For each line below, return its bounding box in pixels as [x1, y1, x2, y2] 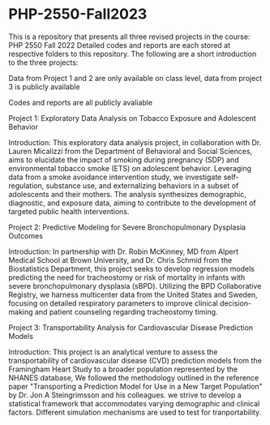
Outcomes [8, 230, 43, 240]
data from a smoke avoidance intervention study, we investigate [8, 172, 222, 182]
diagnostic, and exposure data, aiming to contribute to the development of [8, 198, 257, 208]
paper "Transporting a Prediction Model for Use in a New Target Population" [8, 381, 264, 391]
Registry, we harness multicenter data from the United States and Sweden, [8, 290, 258, 299]
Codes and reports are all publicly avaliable [8, 97, 152, 107]
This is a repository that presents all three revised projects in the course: [8, 32, 251, 41]
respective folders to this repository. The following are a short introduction [8, 49, 257, 58]
